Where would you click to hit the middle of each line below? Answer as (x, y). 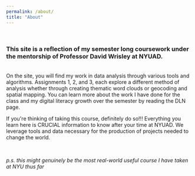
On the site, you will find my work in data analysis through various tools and (98, 76)
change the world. (28, 137)
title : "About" (25, 17)
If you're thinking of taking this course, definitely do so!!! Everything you (94, 118)
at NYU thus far (25, 167)
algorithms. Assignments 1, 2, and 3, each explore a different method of (93, 82)
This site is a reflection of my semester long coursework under (98, 49)
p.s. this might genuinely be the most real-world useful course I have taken (97, 160)
